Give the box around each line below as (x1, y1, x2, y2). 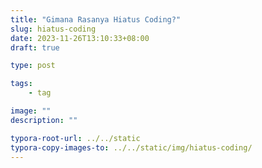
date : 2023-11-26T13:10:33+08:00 (10, 33, 150, 43)
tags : (10, 79, 33, 89)
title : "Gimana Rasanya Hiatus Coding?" (10, 14, 182, 25)
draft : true (10, 42, 60, 53)
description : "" (10, 115, 78, 125)
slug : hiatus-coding (10, 24, 97, 34)
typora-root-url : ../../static (10, 133, 141, 143)
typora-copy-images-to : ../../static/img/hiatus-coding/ (10, 142, 253, 153)
